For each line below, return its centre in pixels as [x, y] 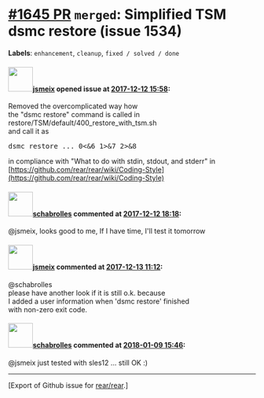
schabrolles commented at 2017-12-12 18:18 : [107, 213]
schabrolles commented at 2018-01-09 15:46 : [109, 345]
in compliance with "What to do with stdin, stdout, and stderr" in [112, 161]
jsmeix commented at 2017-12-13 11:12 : [98, 267]
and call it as [29, 131]
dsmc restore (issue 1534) [95, 31]
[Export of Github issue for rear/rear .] [68, 385]
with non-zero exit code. [48, 309]
